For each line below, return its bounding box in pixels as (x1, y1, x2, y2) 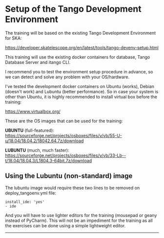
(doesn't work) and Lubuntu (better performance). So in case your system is (5, 88, 159, 94)
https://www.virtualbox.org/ (5, 108, 61, 114)
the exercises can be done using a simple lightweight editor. (5, 222, 126, 228)
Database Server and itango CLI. (5, 59, 71, 65)
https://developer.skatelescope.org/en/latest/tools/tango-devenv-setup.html (5, 44, 159, 50)
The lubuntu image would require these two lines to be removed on (5, 185, 140, 191)
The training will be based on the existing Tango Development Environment (5, 30, 156, 36)
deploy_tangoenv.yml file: (5, 190, 56, 196)
